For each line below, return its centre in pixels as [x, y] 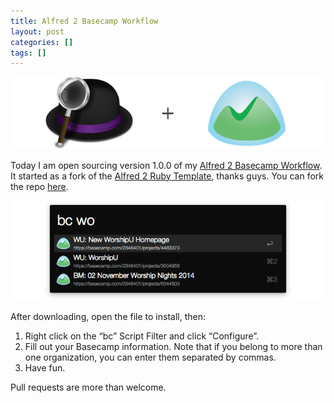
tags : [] [28, 53]
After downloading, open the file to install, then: [108, 317]
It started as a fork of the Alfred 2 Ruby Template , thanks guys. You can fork [167, 176]
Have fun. [45, 368]
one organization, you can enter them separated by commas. [150, 357]
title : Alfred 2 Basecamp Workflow [84, 21]
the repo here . [39, 186]
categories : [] [42, 42]
